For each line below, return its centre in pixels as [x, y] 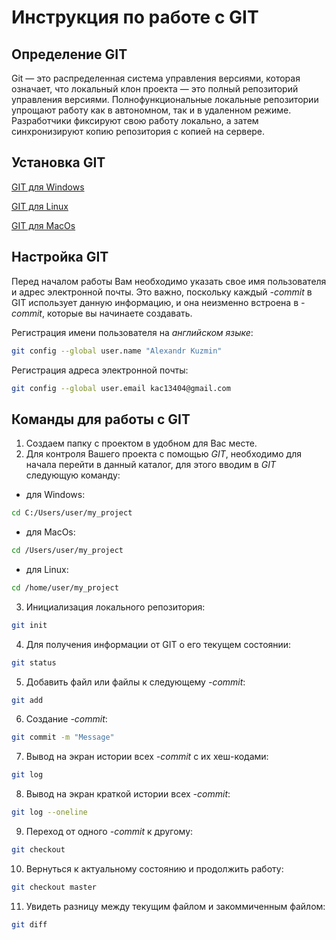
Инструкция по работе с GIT [135, 17]
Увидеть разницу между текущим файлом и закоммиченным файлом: [175, 906]
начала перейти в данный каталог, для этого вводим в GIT [150, 465]
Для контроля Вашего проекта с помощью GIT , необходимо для [163, 454]
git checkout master [54, 887]
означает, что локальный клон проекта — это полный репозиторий [155, 89]
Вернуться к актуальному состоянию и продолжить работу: [154, 868]
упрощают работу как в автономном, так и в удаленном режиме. [151, 110]
